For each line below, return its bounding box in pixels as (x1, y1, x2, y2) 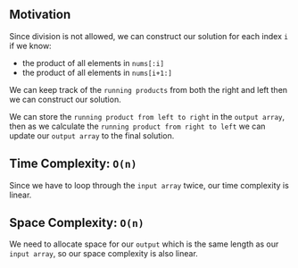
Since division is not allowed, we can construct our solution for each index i (9, 30, 288, 41)
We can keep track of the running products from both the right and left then (9, 84, 288, 95)
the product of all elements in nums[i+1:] (21, 67, 172, 78)
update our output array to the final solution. (9, 130, 175, 141)
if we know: (9, 40, 52, 51)
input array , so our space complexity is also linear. (9, 248, 198, 259)
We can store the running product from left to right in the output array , (9, 111, 286, 121)
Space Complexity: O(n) (9, 215, 145, 230)
